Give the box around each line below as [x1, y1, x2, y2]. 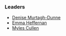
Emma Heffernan [11, 20, 47, 26]
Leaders [4, 3, 25, 10]
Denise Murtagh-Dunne [11, 15, 61, 21]
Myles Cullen [11, 25, 39, 31]
